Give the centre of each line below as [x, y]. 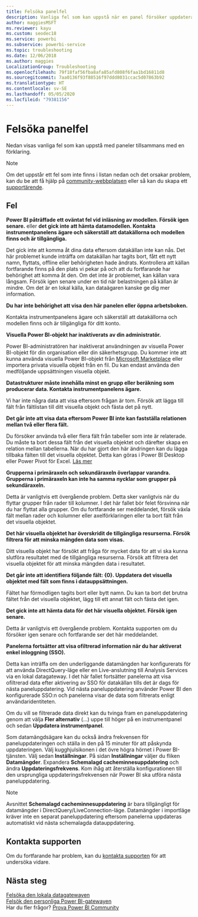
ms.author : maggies [30, 61]
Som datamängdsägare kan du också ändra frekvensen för [77, 737]
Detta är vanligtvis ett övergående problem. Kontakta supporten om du [92, 628]
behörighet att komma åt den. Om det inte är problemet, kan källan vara [93, 275]
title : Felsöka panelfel [37, 12]
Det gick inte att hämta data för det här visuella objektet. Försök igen [92, 611]
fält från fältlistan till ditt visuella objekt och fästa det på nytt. [80, 407]
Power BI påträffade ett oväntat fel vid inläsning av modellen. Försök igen [98, 220]
